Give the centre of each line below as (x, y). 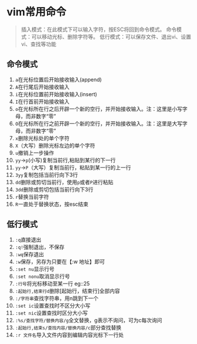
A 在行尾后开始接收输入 (42, 87)
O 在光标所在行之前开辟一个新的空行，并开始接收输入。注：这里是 (94, 123)
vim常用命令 (36, 12)
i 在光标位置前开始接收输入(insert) (56, 94)
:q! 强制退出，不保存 (40, 247)
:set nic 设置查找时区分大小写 (52, 313)
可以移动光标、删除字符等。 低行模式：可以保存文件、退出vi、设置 (111, 36)
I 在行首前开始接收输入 (42, 101)
